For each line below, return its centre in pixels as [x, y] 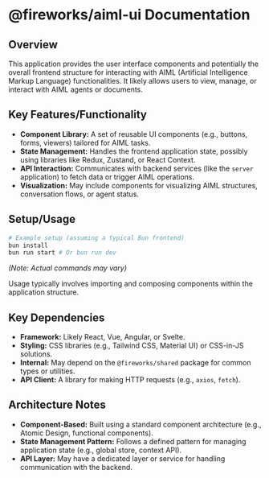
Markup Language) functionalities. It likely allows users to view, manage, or [132, 81]
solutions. [36, 354]
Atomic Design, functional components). [87, 433]
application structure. [43, 292]
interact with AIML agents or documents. [75, 89]
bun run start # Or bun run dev [62, 253]
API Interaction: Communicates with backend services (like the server [137, 168]
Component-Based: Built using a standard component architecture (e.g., [141, 424]
